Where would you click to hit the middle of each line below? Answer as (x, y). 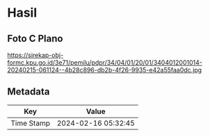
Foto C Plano (35, 39)
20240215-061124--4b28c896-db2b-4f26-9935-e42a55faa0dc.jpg (105, 70)
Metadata (29, 92)
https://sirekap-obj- (35, 55)
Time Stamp (31, 123)
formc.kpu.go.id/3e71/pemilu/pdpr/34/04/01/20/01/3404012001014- (105, 63)
